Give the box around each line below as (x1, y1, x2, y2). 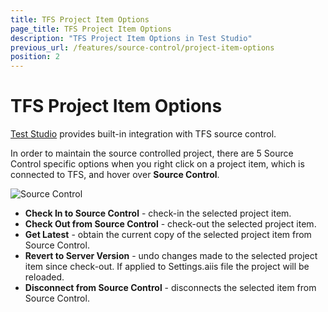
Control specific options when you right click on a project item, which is (10, 158, 305, 170)
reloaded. (24, 271, 65, 283)
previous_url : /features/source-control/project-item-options (10, 42, 275, 53)
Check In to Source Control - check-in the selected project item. (24, 207, 292, 220)
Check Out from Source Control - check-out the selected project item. (24, 218, 317, 230)
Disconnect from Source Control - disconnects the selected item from (24, 282, 317, 294)
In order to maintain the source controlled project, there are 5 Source (10, 147, 294, 160)
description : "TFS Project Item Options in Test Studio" (10, 33, 253, 43)
